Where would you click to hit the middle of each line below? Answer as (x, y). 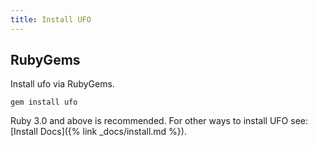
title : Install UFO (51, 19)
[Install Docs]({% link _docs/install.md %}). (98, 132)
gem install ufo (44, 102)
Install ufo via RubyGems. (62, 84)
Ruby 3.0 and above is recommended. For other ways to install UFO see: (159, 121)
